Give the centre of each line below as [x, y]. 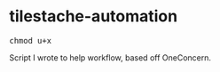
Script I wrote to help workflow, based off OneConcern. [110, 57]
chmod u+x [30, 40]
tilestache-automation [94, 16]
